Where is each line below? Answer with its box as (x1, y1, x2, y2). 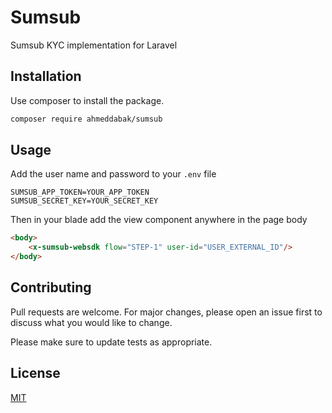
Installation (10, 68, 82, 85)
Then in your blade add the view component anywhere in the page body (10, 214, 308, 226)
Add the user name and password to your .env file (10, 168, 217, 180)
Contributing (10, 279, 92, 296)
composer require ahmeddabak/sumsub (10, 114, 163, 124)
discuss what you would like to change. (10, 316, 173, 328)
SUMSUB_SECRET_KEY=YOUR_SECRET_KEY (10, 196, 159, 206)
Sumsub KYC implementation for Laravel (10, 39, 178, 51)
